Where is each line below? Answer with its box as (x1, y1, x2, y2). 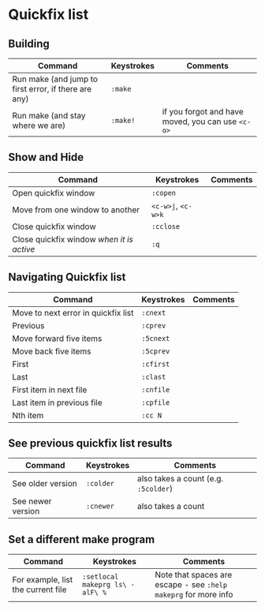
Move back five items (12, 346, 92, 357)
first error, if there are (12, 84, 92, 94)
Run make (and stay (12, 110, 86, 121)
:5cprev (141, 346, 170, 356)
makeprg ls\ (81, 580, 127, 589)
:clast (141, 372, 166, 381)
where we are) (12, 120, 66, 131)
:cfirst (141, 359, 170, 369)
